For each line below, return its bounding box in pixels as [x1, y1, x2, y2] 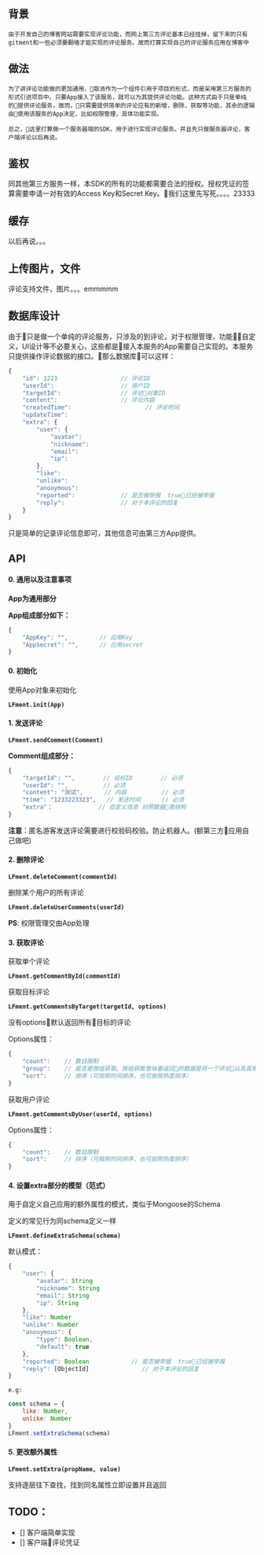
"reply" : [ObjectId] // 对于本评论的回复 [22, 1365, 200, 1373]
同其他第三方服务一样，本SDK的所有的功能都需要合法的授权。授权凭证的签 [8, 179, 250, 189]
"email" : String [36, 1292, 90, 1299]
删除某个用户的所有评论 [8, 888, 84, 897]
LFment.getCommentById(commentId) [8, 972, 122, 981]
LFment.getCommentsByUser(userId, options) [8, 1110, 153, 1118]
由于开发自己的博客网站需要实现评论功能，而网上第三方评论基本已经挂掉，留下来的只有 [8, 30, 248, 38]
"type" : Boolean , [36, 1336, 93, 1343]
